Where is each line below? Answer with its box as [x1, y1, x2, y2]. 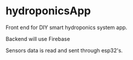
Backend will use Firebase [5, 35, 70, 42]
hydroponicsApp [5, 4, 91, 18]
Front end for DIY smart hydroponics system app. [5, 24, 128, 31]
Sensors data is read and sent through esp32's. [5, 46, 123, 54]
